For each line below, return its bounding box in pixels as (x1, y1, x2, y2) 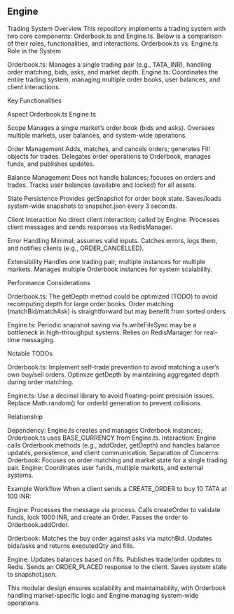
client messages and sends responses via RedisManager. (7, 223, 173, 231)
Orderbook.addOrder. (7, 520, 69, 529)
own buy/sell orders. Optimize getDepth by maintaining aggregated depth (7, 370, 219, 379)
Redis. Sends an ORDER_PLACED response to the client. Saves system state (7, 562, 227, 571)
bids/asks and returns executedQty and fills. (7, 541, 135, 550)
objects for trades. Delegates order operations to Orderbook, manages (7, 152, 212, 160)
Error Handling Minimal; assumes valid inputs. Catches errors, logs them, (7, 236, 218, 244)
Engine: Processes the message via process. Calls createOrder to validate (7, 505, 221, 514)
